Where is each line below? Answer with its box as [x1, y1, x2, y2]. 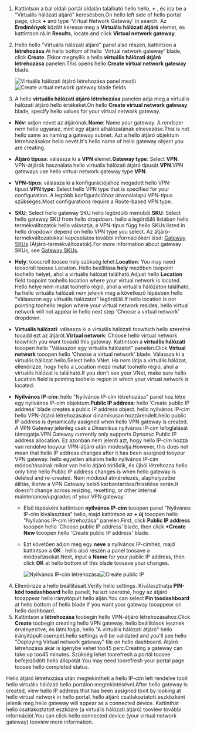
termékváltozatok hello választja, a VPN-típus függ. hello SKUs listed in [14, 222, 186, 228]
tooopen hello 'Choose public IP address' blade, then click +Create [23, 523, 186, 530]
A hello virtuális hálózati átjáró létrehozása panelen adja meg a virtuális [14, 95, 190, 102]
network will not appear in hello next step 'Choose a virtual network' [14, 308, 180, 315]
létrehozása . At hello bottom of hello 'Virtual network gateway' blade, [14, 48, 182, 55]
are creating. [14, 144, 46, 151]
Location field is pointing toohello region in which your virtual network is [14, 376, 189, 382]
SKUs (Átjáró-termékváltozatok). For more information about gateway [14, 241, 182, 247]
